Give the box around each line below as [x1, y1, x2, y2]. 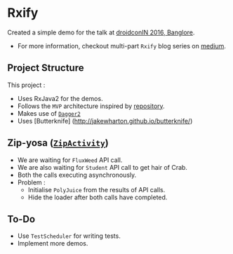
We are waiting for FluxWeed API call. [17, 156, 123, 164]
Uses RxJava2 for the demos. [17, 94, 103, 102]
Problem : [17, 178, 46, 187]
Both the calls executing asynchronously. [17, 171, 137, 179]
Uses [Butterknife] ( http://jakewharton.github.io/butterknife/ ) [17, 116, 193, 125]
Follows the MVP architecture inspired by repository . [17, 102, 165, 110]
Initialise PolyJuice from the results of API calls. [27, 185, 166, 194]
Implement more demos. [17, 239, 88, 248]
